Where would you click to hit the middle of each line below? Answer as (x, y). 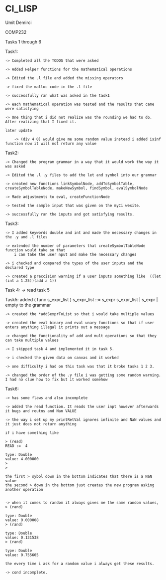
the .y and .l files (27, 237)
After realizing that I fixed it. (41, 122)
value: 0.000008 (22, 520)
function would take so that (35, 250)
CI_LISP (21, 9)
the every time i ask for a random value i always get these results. (80, 564)
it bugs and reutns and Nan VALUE (41, 411)
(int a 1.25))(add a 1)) (31, 281)
